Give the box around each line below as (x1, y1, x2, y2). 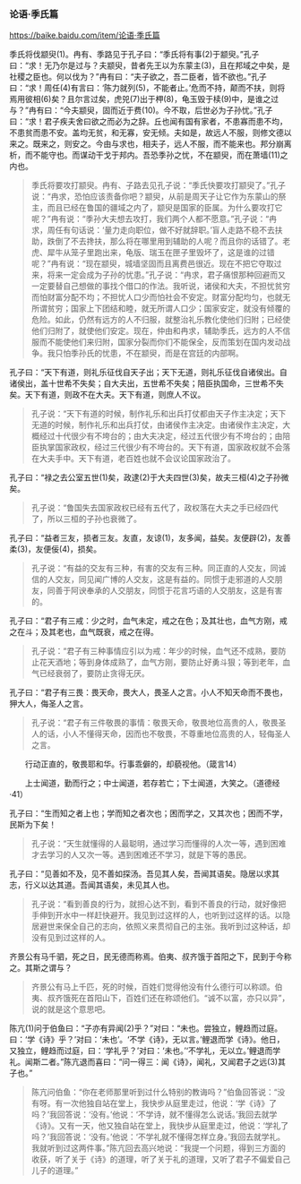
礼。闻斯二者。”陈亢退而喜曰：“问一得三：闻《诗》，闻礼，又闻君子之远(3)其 (9, 1057, 287, 1068)
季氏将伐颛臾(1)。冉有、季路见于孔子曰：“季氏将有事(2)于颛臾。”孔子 (9, 49, 260, 60)
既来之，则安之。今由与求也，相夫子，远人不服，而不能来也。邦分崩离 (32, 139, 292, 150)
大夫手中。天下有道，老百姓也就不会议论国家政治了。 (39, 453, 236, 464)
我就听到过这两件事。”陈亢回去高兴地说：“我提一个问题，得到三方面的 (30, 1143, 287, 1154)
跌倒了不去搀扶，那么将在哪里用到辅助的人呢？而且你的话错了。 (47, 236, 283, 247)
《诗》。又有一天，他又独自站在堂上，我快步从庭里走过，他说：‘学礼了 (30, 1120, 289, 1131)
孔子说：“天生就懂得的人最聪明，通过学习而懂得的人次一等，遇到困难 (30, 838, 287, 849)
